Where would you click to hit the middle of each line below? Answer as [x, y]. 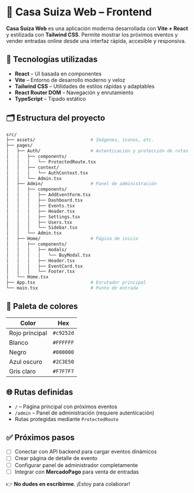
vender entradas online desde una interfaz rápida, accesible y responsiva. [96, 41]
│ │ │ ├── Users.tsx [39, 222]
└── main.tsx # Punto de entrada [72, 288]
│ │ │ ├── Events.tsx [41, 206]
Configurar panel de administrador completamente [76, 465]
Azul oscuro [26, 361]
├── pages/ [19, 146]
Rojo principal [28, 333]
